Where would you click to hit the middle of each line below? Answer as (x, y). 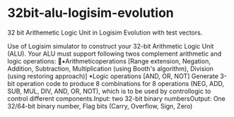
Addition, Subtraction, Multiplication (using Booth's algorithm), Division (111, 68)
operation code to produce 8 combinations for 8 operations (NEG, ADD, (121, 83)
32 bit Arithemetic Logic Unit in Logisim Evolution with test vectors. (105, 32)
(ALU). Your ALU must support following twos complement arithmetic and (115, 54)
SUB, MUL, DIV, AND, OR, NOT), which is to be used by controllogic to (109, 91)
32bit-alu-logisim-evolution (91, 13)
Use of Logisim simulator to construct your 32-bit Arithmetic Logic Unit (111, 46)
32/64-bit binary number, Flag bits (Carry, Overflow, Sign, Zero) (100, 106)
